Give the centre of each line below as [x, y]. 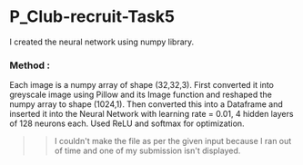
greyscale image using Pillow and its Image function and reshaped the [141, 95]
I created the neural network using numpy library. [102, 42]
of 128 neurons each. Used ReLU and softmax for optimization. [127, 123]
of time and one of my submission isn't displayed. [147, 150]
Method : [30, 65]
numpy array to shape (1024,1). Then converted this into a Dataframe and [146, 104]
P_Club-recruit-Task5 [92, 17]
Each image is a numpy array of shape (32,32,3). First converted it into [142, 85]
